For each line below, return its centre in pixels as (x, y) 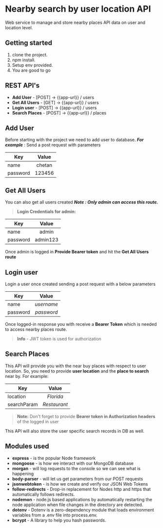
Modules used (27, 446)
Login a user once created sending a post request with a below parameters (80, 284)
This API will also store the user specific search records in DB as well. (75, 431)
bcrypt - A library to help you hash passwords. (59, 520)
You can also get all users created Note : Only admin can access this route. (82, 202)
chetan (44, 165)
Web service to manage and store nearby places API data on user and (75, 22)
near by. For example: (27, 376)
